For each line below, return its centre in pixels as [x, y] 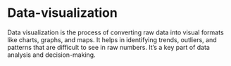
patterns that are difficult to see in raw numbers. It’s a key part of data [108, 47]
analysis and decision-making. [52, 55]
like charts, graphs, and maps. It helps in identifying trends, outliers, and [112, 39]
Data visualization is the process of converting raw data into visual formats [115, 32]
